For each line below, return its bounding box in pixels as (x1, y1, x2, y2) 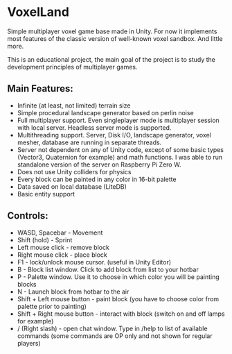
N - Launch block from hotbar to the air (17, 287, 130, 296)
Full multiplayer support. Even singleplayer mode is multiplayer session (17, 116, 220, 124)
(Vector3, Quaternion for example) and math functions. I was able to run (17, 153, 223, 161)
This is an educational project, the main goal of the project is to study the (7, 55, 216, 63)
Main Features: (7, 83, 74, 94)
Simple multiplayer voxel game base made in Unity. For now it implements (7, 27, 217, 35)
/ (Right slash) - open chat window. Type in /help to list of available (17, 324, 208, 332)
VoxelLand (7, 4, 69, 20)
